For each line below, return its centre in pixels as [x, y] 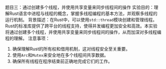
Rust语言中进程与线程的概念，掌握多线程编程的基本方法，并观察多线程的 [83, 13]
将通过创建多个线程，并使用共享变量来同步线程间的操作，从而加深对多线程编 [83, 32]
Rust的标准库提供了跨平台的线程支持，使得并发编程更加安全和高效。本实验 [81, 26]
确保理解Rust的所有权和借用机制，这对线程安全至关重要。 [71, 49]
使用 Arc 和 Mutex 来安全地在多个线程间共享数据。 [60, 55]
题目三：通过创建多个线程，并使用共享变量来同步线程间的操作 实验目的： [80, 7]
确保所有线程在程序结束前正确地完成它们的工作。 [62, 61]
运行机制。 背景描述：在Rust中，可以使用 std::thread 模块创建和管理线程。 [81, 20]
